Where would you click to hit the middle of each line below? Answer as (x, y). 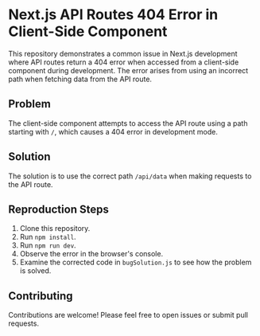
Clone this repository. (55, 229)
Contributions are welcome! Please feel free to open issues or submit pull (128, 315)
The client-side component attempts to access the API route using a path (128, 123)
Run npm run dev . (48, 245)
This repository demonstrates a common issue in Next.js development (123, 53)
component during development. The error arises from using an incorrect (128, 70)
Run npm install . (48, 237)
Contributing (41, 296)
